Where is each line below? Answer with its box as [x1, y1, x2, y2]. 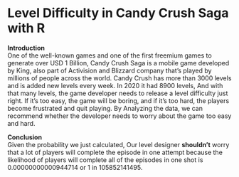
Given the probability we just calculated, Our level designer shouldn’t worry [7, 140, 230, 149]
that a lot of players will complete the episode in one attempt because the [7, 148, 223, 156]
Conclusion [7, 133, 43, 141]
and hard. [7, 119, 36, 127]
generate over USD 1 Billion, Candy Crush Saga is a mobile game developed [7, 58, 230, 67]
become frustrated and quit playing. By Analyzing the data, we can [7, 104, 203, 112]
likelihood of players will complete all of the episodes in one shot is [7, 155, 203, 164]
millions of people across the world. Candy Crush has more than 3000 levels [7, 73, 232, 82]
